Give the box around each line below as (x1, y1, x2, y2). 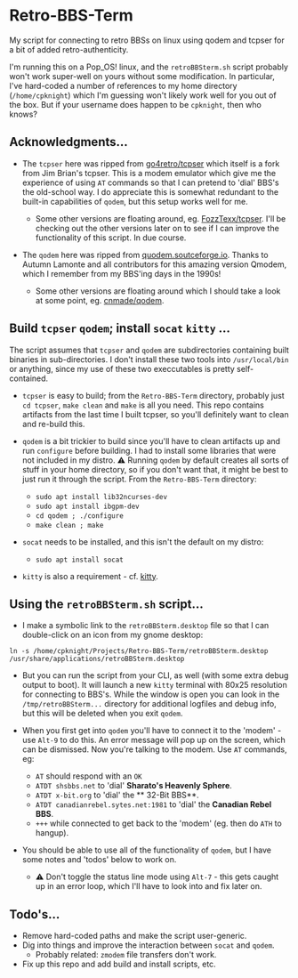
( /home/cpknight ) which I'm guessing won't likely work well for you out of (9, 90, 278, 101)
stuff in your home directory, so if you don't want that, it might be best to (21, 464, 289, 474)
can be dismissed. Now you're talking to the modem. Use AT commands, (21, 744, 287, 755)
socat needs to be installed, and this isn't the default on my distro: (21, 536, 264, 547)
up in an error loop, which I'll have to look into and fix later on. (35, 881, 262, 892)
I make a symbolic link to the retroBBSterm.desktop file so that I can (21, 620, 270, 631)
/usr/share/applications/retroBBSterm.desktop (9, 655, 185, 664)
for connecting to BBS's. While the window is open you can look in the (21, 689, 280, 699)
